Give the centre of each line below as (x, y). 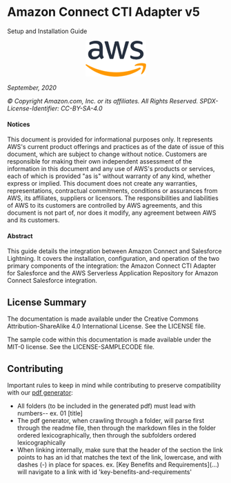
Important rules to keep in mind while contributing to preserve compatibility (114, 385)
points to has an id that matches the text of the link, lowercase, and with (119, 457)
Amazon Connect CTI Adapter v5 (103, 12)
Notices (19, 124)
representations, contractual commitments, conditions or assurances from (112, 191)
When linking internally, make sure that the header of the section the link (120, 450)
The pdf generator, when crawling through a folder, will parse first (111, 420)
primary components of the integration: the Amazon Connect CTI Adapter (112, 266)
